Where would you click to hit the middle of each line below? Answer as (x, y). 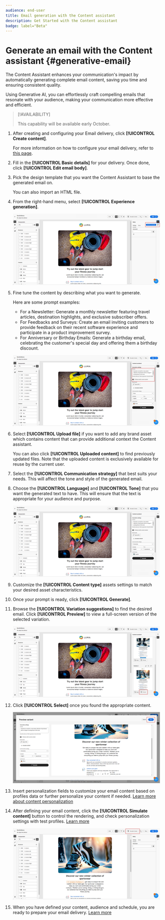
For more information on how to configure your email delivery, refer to (83, 148)
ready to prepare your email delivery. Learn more (62, 912)
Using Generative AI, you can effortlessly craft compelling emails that (75, 94)
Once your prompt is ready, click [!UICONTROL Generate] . (72, 599)
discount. (29, 348)
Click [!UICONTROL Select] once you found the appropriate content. (82, 705)
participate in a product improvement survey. (65, 332)
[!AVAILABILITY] (34, 115)
